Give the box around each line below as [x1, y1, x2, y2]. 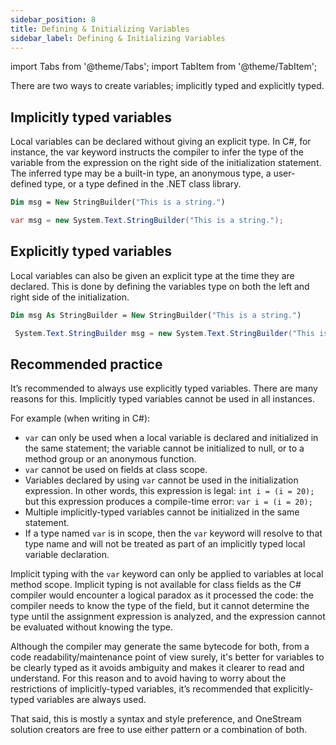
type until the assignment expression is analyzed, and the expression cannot [10, 611, 326, 623]
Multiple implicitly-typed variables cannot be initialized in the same [24, 506, 300, 518]
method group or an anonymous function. [24, 453, 197, 465]
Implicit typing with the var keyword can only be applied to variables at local [10, 568, 324, 580]
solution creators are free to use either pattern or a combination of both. [10, 724, 308, 736]
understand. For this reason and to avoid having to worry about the [10, 672, 287, 685]
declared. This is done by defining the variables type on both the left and [10, 280, 310, 292]
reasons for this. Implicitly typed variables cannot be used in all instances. [10, 393, 315, 405]
